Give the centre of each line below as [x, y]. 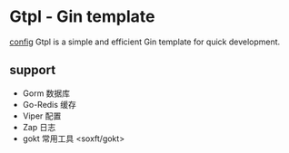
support [33, 70]
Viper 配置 [42, 116]
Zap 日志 [39, 127]
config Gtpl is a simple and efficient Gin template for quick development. [145, 42]
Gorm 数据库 [46, 93]
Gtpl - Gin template [82, 17]
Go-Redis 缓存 [50, 104]
